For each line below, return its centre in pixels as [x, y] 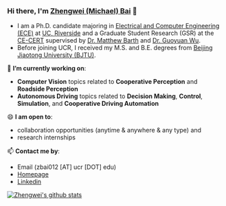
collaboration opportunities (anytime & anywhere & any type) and [109, 130]
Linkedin [29, 182]
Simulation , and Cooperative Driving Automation [88, 104]
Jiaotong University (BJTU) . [56, 55]
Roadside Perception [47, 89]
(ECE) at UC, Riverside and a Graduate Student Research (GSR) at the [115, 33]
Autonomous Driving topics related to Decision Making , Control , [110, 96]
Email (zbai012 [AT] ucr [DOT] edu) [67, 167]
